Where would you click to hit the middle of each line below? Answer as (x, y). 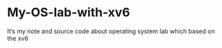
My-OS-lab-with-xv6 (69, 13)
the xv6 (18, 38)
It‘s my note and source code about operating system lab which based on (111, 31)
